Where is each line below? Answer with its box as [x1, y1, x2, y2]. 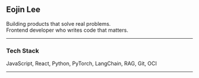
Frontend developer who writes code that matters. [6, 26, 129, 33]
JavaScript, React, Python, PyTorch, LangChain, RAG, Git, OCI [6, 60, 157, 67]
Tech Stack [6, 46, 40, 55]
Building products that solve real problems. [6, 20, 111, 27]
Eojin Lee [6, 5, 40, 15]
